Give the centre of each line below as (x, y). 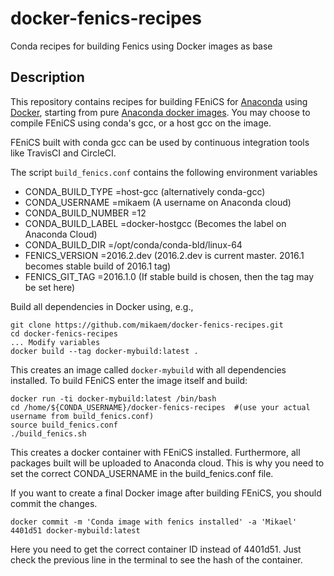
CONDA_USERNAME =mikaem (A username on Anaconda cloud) (158, 202)
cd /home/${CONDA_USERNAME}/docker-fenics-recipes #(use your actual (160, 407)
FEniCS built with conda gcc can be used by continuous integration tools (160, 142)
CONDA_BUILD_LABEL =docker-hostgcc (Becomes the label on (155, 223)
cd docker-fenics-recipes (64, 333)
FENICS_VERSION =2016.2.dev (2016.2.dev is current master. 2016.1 (164, 255)
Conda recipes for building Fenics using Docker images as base (141, 46)
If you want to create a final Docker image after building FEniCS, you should (166, 493)
